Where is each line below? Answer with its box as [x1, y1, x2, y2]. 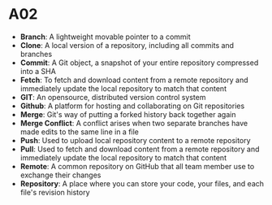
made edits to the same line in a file [19, 127, 140, 137]
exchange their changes [19, 170, 101, 180]
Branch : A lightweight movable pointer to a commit [19, 32, 191, 41]
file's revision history [19, 187, 91, 197]
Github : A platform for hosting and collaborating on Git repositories [19, 101, 245, 111]
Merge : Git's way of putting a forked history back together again [19, 109, 236, 119]
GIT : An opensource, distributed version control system [19, 92, 206, 102]
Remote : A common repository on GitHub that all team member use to [19, 161, 255, 171]
